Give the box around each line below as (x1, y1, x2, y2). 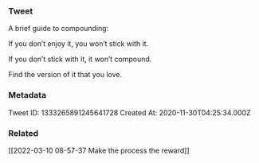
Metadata (8, 90, 46, 101)
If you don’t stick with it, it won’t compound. (8, 54, 152, 64)
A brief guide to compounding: (8, 24, 109, 33)
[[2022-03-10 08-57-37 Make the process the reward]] (8, 146, 190, 155)
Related (8, 127, 39, 138)
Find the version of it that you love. (8, 70, 122, 80)
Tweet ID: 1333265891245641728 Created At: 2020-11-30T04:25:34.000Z (8, 107, 251, 117)
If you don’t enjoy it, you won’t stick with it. (8, 39, 149, 49)
